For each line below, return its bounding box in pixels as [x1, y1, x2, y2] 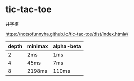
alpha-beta [52, 43, 82, 50]
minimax [27, 43, 48, 50]
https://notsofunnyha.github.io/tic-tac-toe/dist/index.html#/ [5, 31, 129, 37]
